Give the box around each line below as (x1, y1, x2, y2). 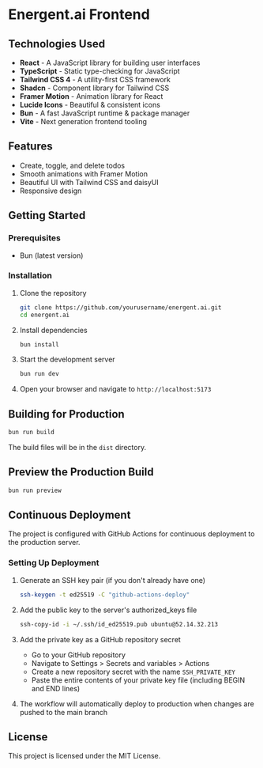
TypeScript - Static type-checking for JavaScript (19, 66, 180, 76)
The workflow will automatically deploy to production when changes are (19, 698, 254, 709)
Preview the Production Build (8, 465, 154, 479)
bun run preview (8, 486, 62, 494)
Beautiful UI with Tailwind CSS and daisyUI (19, 177, 160, 187)
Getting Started (8, 209, 86, 222)
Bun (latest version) (19, 251, 84, 260)
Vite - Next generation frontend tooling (19, 117, 148, 126)
